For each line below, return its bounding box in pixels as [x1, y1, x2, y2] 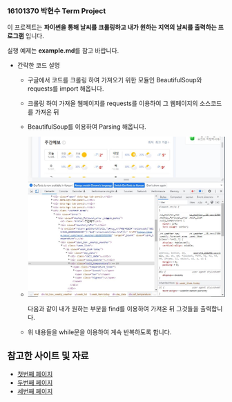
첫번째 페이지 [17, 369, 53, 378]
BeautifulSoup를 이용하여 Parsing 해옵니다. [27, 122, 146, 131]
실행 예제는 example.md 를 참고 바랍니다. [7, 46, 119, 55]
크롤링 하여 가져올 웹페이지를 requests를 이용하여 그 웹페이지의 [27, 99, 198, 108]
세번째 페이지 [17, 387, 53, 395]
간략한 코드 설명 [17, 61, 60, 70]
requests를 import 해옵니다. [27, 84, 105, 93]
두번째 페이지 [17, 378, 53, 387]
